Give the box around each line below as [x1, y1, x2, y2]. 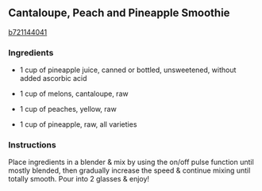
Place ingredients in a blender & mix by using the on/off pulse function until [8, 158, 254, 167]
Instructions [8, 139, 57, 151]
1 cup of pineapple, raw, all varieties [19, 120, 137, 129]
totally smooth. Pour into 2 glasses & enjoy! [8, 174, 149, 184]
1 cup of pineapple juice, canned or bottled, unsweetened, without [19, 65, 237, 74]
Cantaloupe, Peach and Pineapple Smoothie [8, 6, 230, 20]
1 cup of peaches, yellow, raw [19, 105, 117, 114]
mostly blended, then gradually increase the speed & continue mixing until [8, 166, 251, 175]
